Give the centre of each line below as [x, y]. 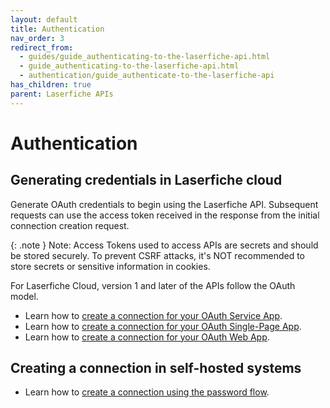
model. [24, 296]
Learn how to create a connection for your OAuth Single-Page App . [163, 326]
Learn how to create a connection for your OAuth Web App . [147, 337]
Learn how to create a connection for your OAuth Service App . [153, 315]
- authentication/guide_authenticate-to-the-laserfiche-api [147, 76]
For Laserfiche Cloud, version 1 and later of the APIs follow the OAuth [153, 285]
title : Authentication [57, 29]
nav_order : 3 [37, 38]
